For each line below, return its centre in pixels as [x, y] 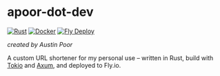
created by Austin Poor [40, 44]
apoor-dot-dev [51, 12]
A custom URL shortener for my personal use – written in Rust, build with [110, 58]
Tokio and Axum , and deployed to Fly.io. [64, 65]
